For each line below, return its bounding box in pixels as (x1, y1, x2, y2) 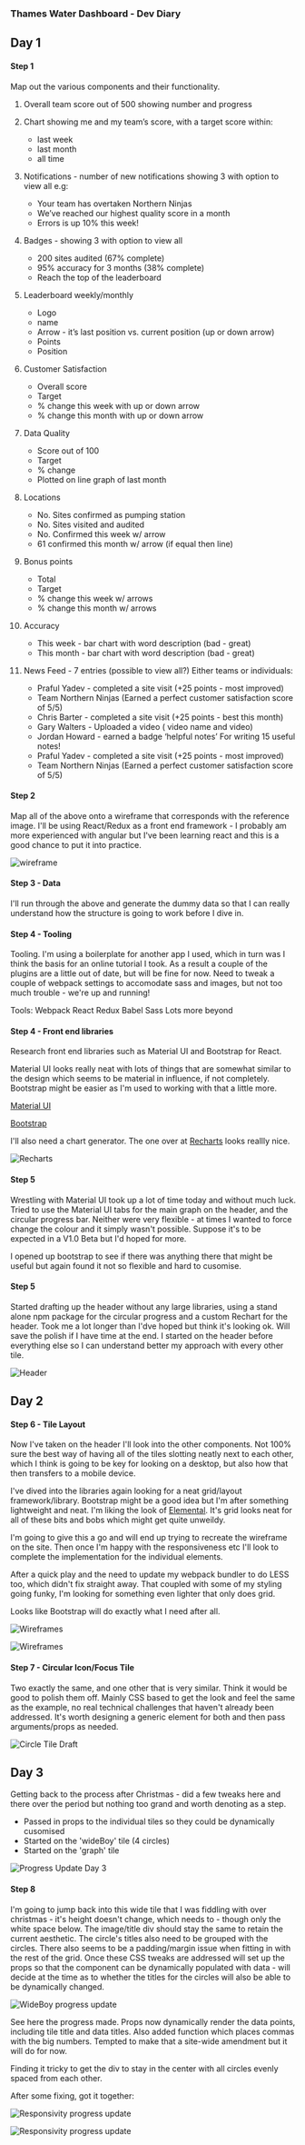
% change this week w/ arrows (36, 593, 153, 604)
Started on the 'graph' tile (23, 1845, 120, 1856)
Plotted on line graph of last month (36, 474, 167, 484)
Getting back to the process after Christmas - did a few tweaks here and (10, 1789, 281, 1800)
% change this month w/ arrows (36, 603, 157, 614)
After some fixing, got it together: (10, 2090, 135, 2101)
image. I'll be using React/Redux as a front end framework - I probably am (10, 820, 287, 831)
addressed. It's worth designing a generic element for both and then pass (10, 1711, 286, 1722)
